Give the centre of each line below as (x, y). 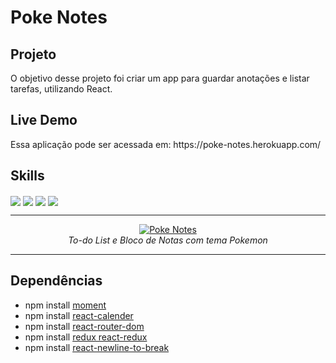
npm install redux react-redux (86, 337)
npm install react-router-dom (84, 326)
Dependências (56, 281)
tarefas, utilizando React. (61, 89)
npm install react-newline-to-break (97, 347)
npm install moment (65, 305)
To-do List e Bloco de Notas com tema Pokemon (168, 240)
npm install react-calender (79, 315)
